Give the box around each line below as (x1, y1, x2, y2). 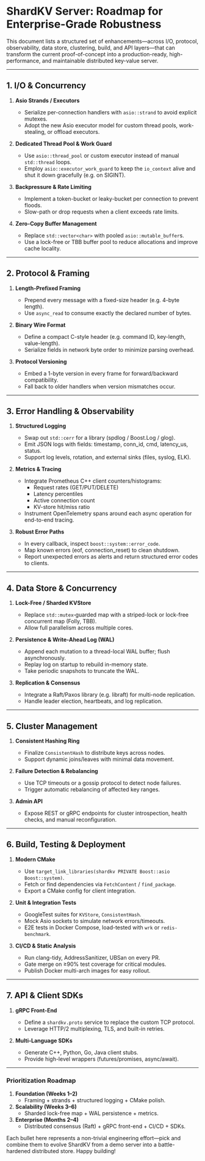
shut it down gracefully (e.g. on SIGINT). (24, 171, 126, 179)
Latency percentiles (33, 491, 84, 498)
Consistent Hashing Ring (15, 737, 80, 744)
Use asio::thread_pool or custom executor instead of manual (24, 152, 179, 159)
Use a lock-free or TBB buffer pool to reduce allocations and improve (24, 238, 198, 245)
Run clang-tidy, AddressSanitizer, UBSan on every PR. (24, 954, 160, 961)
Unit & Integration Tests (15, 899, 77, 906)
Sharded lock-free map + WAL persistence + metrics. (24, 1109, 159, 1117)
